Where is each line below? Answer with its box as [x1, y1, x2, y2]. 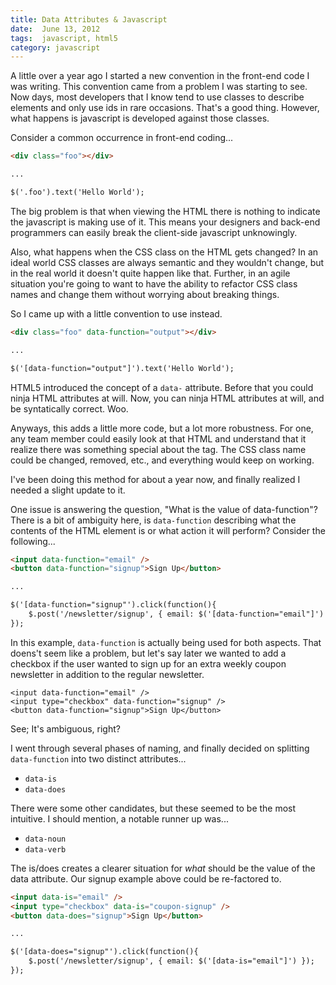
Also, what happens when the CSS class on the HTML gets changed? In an [10, 246, 319, 258]
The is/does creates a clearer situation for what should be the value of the [10, 862, 316, 874]
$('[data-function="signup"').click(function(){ [10, 600, 217, 610]
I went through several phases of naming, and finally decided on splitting [10, 742, 310, 754]
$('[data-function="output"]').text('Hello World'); [10, 363, 235, 373]
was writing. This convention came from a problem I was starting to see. [10, 81, 308, 93]
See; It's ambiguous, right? [10, 722, 121, 735]
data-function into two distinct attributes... [10, 752, 187, 765]
